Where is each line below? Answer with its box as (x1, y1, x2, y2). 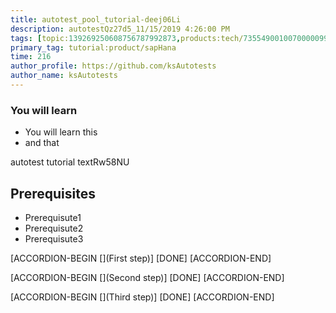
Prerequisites (10, 185, 96, 202)
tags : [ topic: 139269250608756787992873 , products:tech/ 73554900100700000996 (10, 33, 333, 43)
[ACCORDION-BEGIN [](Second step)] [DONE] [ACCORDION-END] (10, 271, 285, 283)
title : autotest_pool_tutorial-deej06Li (10, 14, 182, 25)
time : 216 (10, 52, 52, 62)
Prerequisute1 (24, 211, 82, 223)
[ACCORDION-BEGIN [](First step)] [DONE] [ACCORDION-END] (10, 252, 272, 264)
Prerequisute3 (24, 232, 84, 245)
